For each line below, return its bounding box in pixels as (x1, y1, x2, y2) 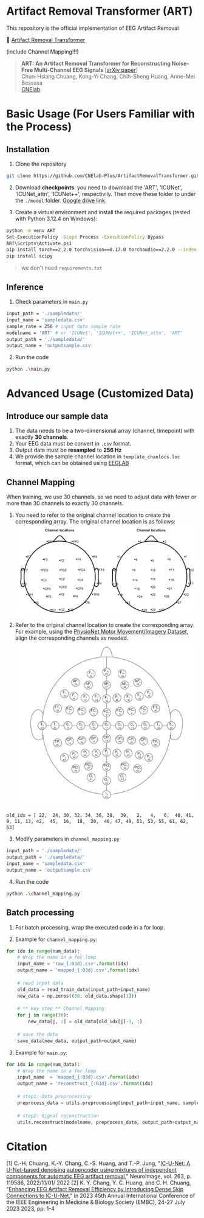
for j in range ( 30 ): (17, 1012, 69, 1018)
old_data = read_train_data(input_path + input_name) (17, 986, 151, 993)
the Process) (6, 120, 72, 134)
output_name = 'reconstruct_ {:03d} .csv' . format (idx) (17, 1080, 154, 1087)
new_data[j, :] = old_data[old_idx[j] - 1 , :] (28, 1018, 143, 1025)
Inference (6, 282, 44, 292)
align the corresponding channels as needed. (15, 634, 129, 642)
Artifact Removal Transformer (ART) (6, 4, 193, 18)
